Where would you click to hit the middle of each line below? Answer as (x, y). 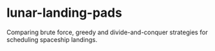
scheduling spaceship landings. (52, 39)
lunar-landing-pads (65, 13)
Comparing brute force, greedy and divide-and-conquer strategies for (107, 32)
